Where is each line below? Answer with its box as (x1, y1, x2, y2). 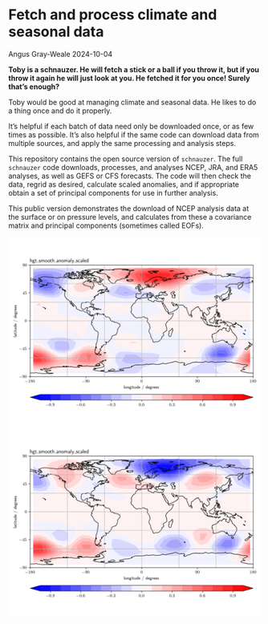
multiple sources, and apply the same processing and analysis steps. (8, 138, 237, 148)
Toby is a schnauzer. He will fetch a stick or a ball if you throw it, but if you (8, 64, 259, 74)
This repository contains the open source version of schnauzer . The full (8, 154, 243, 164)
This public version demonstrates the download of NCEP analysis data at (8, 203, 250, 213)
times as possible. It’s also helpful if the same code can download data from (8, 130, 259, 140)
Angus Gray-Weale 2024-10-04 (8, 49, 113, 59)
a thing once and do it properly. (8, 106, 112, 115)
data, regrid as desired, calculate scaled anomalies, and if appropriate (8, 179, 239, 189)
